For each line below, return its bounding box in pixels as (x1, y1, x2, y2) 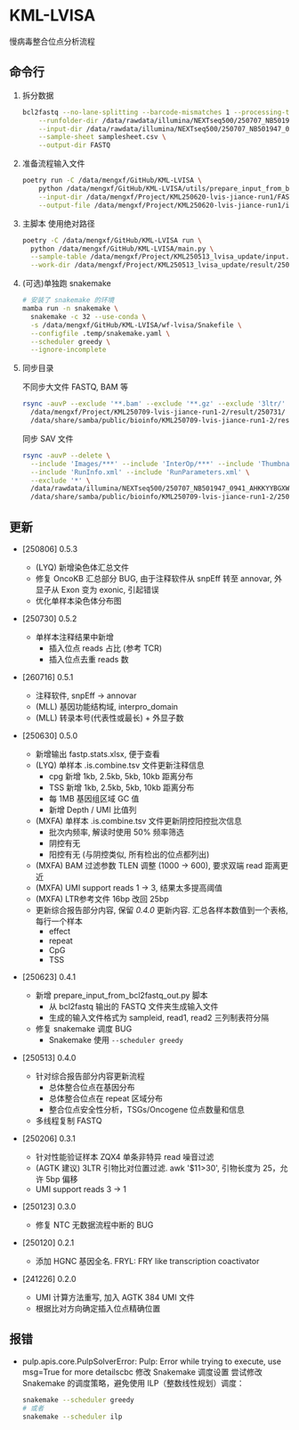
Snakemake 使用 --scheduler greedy (48, 1034, 184, 1045)
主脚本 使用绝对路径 (21, 218, 95, 228)
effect (48, 925, 71, 936)
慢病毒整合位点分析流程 (9, 36, 95, 46)
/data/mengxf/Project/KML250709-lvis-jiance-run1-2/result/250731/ (30, 407, 287, 417)
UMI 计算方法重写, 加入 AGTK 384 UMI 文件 (35, 1292, 195, 1303)
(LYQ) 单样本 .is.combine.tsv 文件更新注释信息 (35, 760, 205, 770)
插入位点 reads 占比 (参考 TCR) (48, 643, 163, 653)
